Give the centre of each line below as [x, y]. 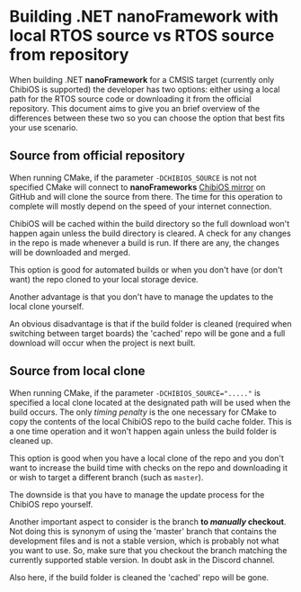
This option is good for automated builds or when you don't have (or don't [146, 269]
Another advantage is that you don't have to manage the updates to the [142, 296]
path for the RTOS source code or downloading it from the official [130, 99]
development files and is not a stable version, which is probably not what [144, 541]
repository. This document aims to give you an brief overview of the [135, 108]
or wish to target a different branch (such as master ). [106, 477]
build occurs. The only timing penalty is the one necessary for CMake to [143, 412]
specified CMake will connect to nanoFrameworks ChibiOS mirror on [137, 187]
